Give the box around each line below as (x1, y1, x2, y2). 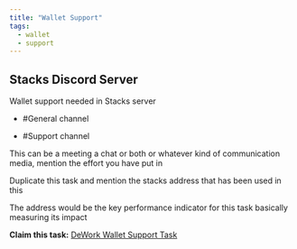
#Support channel (22, 131, 90, 142)
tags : (9, 22, 30, 31)
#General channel (22, 114, 89, 124)
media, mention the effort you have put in (9, 158, 163, 169)
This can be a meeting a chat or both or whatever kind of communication (9, 148, 281, 159)
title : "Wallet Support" (9, 13, 103, 23)
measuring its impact (9, 212, 88, 223)
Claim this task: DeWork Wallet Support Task (9, 229, 178, 240)
